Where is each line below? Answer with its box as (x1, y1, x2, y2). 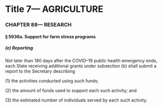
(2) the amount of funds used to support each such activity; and (5, 87, 137, 93)
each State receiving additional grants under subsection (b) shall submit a (5, 63, 157, 69)
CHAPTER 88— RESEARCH (5, 21, 72, 28)
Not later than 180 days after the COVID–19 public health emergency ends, (5, 57, 158, 63)
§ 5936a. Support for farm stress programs (5, 33, 96, 39)
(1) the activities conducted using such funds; (5, 78, 99, 84)
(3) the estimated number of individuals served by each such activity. (5, 97, 148, 103)
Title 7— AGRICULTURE (5, 3, 104, 15)
